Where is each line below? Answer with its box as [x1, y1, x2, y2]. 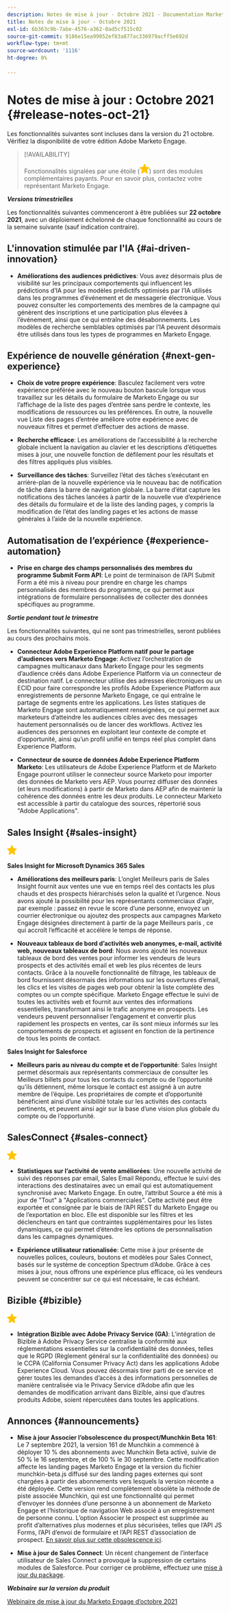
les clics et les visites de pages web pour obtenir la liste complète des [16, 983, 214, 991]
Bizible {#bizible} [7, 1295, 82, 1306]
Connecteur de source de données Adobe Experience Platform [16, 756, 200, 764]
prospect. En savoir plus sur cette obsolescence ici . [16, 1536, 163, 1544]
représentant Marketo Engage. [23, 181, 111, 190]
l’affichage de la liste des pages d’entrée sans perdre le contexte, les [16, 400, 211, 409]
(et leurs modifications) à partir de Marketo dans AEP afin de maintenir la [16, 785, 222, 793]
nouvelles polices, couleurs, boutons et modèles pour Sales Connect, [16, 1253, 213, 1261]
